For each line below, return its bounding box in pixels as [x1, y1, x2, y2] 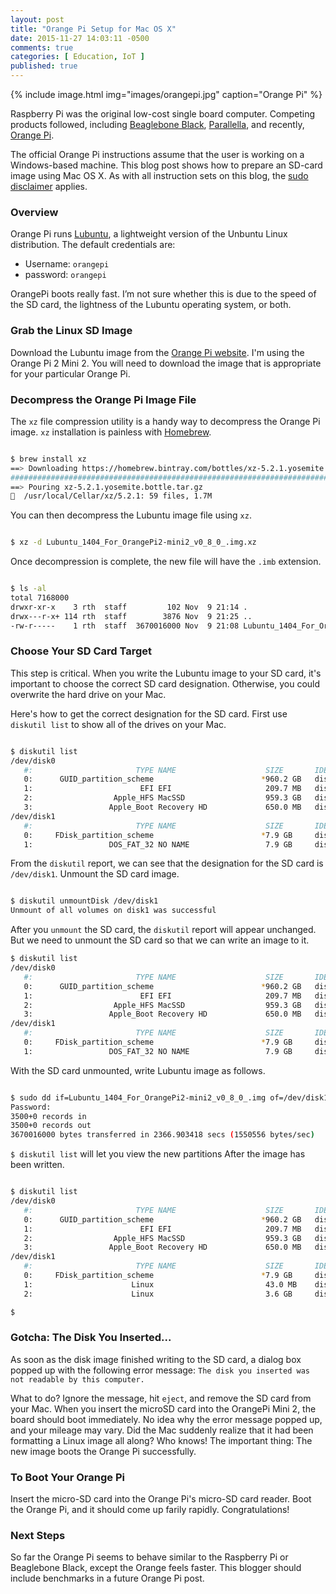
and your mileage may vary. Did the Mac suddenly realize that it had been [10, 1424, 314, 1436]
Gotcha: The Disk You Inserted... [10, 1331, 172, 1345]
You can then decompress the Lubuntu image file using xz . [10, 509, 252, 521]
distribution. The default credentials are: [10, 239, 176, 251]
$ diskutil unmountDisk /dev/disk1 [10, 896, 159, 906]
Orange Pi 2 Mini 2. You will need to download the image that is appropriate [10, 357, 322, 369]
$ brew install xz [10, 454, 87, 464]
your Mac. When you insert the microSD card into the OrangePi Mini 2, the [10, 1402, 317, 1415]
